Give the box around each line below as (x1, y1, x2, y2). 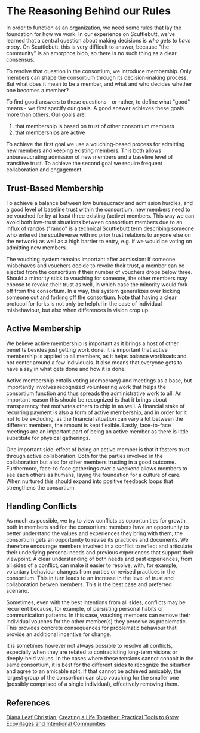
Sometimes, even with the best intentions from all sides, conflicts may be (6, 599, 186, 606)
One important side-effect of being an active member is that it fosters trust (6, 445, 190, 453)
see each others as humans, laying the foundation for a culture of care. (6, 471, 181, 478)
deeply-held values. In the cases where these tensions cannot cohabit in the (6, 655, 194, 662)
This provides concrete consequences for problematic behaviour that (6, 625, 177, 632)
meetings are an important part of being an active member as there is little (6, 427, 189, 435)
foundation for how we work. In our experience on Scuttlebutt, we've (6, 30, 176, 37)
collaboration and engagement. (6, 166, 84, 173)
